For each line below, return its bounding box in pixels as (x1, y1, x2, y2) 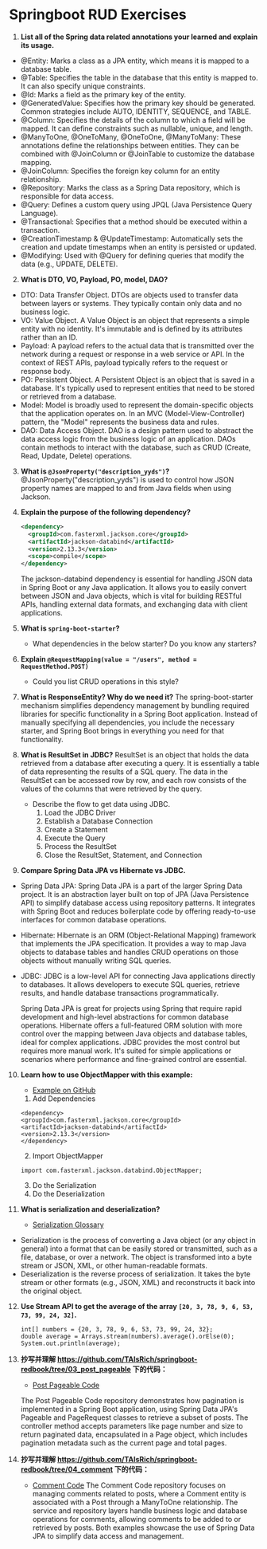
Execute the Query (44, 833, 106, 843)
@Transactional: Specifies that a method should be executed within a (20, 217, 248, 226)
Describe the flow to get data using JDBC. (32, 800, 171, 809)
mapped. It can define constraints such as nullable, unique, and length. (20, 124, 253, 133)
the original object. (20, 1286, 83, 1296)
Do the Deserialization (32, 1189, 106, 1199)
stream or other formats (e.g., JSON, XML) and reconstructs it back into (20, 1278, 256, 1288)
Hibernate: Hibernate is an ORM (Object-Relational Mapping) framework (20, 930, 257, 940)
